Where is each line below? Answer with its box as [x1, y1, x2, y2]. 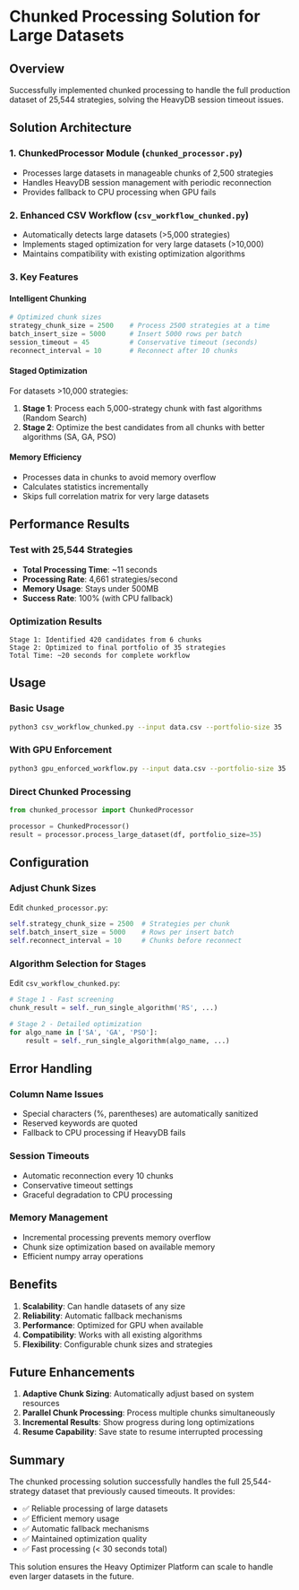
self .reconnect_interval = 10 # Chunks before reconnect [9, 936, 243, 945]
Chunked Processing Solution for [9, 6, 261, 27]
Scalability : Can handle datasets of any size [21, 1301, 186, 1311]
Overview [9, 61, 65, 76]
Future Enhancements [9, 1365, 136, 1379]
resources [21, 1398, 60, 1409]
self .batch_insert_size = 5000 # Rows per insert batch [9, 928, 235, 938]
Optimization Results [9, 615, 103, 627]
